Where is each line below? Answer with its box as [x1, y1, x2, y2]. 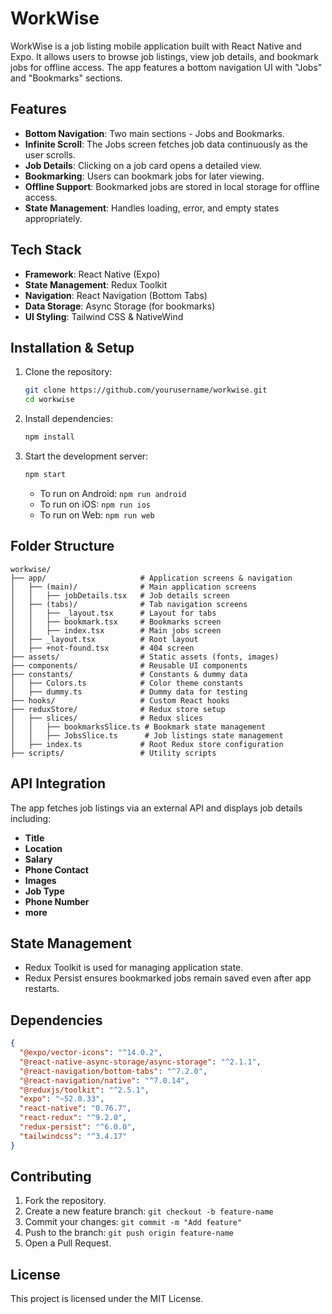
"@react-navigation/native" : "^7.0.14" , [19, 1075, 190, 1086]
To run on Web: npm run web [39, 508, 155, 521]
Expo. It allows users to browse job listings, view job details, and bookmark [10, 50, 319, 62]
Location [24, 842, 63, 854]
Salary [24, 853, 53, 865]
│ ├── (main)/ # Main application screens [10, 582, 257, 592]
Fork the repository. [24, 1195, 107, 1207]
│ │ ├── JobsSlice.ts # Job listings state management [10, 730, 284, 741]
